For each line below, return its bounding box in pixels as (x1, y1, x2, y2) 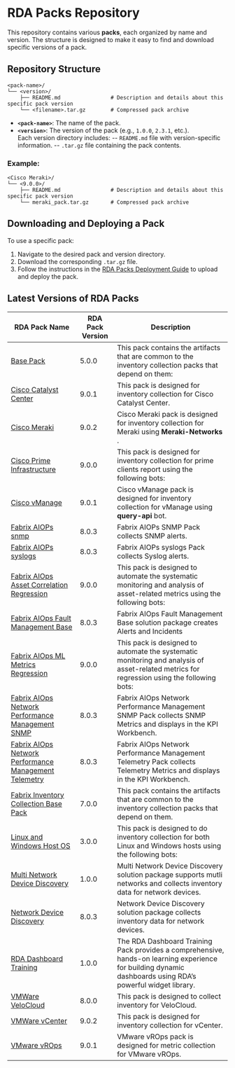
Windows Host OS (10, 840, 71, 850)
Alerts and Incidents (117, 626, 183, 636)
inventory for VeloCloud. (117, 1000, 197, 1010)
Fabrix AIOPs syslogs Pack (117, 542, 205, 552)
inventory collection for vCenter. (117, 1020, 223, 1030)
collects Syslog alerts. (117, 551, 190, 561)
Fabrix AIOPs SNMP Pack (117, 522, 201, 532)
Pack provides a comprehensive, (117, 945, 225, 955)
